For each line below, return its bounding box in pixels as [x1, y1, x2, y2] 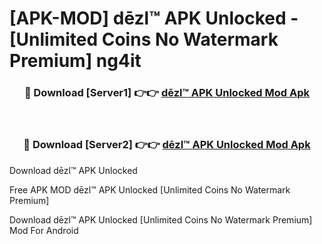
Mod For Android [9, 224, 79, 236]
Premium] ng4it [9, 50, 142, 72]
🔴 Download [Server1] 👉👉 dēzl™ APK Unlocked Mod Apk [23, 86, 311, 100]
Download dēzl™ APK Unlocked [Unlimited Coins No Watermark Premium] [9, 213, 313, 226]
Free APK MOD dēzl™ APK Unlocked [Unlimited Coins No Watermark [9, 183, 291, 196]
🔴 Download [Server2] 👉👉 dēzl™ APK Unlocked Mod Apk [23, 138, 311, 152]
